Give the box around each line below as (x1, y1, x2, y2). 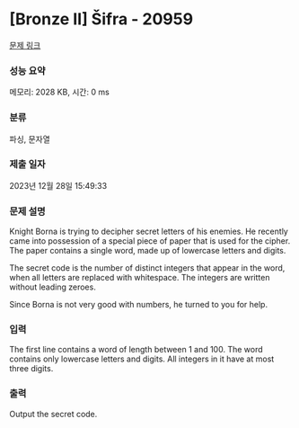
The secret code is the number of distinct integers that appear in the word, (9, 263, 286, 273)
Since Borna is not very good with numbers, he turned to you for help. (9, 299, 268, 310)
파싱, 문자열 (9, 133, 51, 144)
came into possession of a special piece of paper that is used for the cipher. (9, 236, 291, 246)
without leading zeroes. (9, 281, 96, 292)
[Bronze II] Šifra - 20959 (9, 9, 194, 30)
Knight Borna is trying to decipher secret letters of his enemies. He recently (9, 226, 289, 237)
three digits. (9, 363, 54, 374)
